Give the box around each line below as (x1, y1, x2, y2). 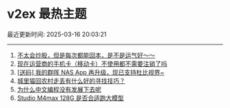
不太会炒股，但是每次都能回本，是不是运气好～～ (16, 51, 155, 59)
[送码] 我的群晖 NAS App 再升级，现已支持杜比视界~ (16, 68, 165, 76)
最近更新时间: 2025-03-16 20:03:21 (7, 30, 107, 38)
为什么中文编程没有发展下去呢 (16, 85, 101, 93)
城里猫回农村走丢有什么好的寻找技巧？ (16, 77, 125, 85)
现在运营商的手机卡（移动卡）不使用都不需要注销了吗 (16, 59, 168, 68)
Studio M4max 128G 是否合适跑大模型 (16, 94, 125, 102)
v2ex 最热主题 (7, 6, 87, 22)
